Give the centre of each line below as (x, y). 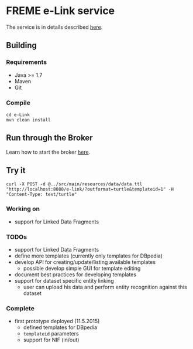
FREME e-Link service (61, 11)
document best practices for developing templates (75, 275)
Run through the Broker (49, 138)
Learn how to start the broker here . (48, 152)
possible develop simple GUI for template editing (82, 269)
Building (21, 45)
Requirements (27, 62)
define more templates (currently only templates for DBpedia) (88, 256)
